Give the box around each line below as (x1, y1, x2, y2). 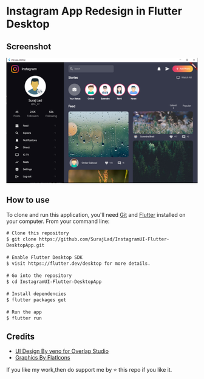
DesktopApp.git (6, 242, 45, 248)
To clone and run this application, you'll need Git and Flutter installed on (6, 211, 186, 218)
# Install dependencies (6, 290, 67, 297)
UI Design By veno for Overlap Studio (15, 347, 109, 355)
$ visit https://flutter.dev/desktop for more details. (6, 260, 151, 267)
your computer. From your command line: (6, 217, 110, 225)
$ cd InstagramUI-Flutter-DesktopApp (6, 278, 102, 285)
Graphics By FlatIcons (15, 354, 70, 361)
